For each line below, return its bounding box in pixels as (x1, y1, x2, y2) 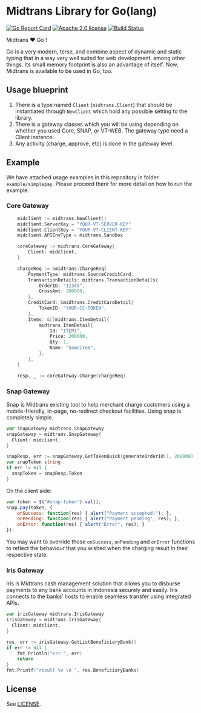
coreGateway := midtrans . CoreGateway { (17, 243, 115, 250)
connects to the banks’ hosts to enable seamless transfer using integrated (6, 593, 191, 600)
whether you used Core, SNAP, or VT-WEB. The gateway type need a (15, 126, 188, 134)
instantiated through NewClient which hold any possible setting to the (15, 108, 188, 115)
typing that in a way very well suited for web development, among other (6, 54, 186, 61)
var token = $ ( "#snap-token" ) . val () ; (6, 498, 102, 505)
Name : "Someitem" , (49, 345, 96, 351)
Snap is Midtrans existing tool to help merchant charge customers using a (6, 401, 190, 408)
